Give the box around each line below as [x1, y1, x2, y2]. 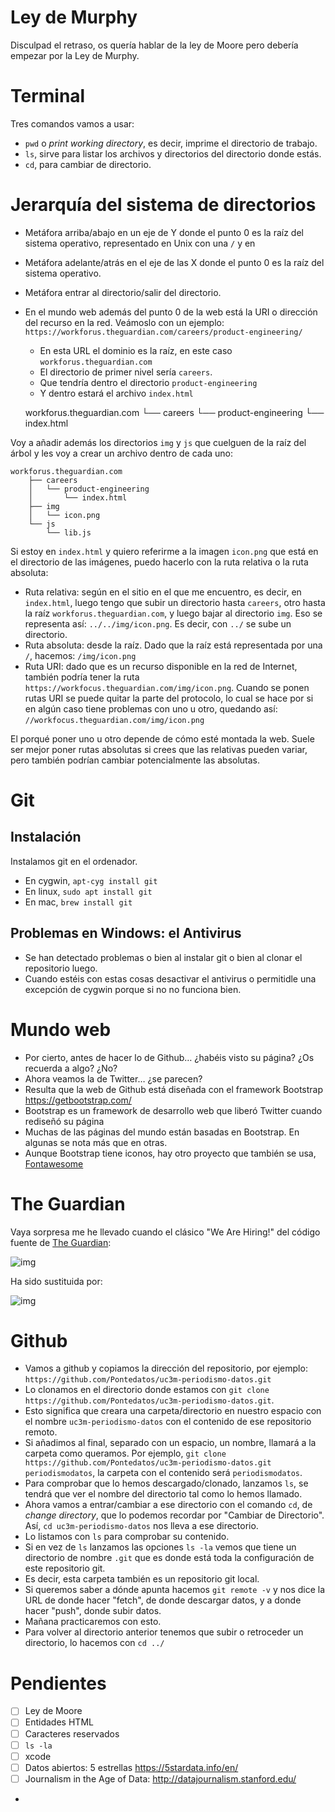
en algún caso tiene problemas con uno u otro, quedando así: [24, 702, 278, 715]
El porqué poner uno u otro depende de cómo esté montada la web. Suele [10, 732, 315, 745]
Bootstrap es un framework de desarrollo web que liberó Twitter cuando [24, 1104, 323, 1116]
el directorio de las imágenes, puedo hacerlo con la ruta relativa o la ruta [10, 556, 309, 568]
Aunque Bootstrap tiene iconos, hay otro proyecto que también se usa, [24, 1147, 317, 1159]
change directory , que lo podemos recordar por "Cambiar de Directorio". [24, 1509, 325, 1521]
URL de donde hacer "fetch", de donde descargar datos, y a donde [24, 1594, 302, 1606]
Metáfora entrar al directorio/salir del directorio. [24, 286, 222, 298]
